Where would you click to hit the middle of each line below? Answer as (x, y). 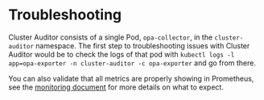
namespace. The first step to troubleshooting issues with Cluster (143, 45)
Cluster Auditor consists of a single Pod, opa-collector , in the (111, 37)
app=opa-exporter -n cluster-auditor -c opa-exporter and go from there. (132, 63)
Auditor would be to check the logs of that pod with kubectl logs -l (122, 54)
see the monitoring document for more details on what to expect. (116, 87)
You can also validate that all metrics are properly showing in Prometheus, (131, 78)
